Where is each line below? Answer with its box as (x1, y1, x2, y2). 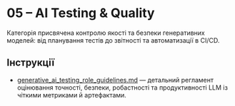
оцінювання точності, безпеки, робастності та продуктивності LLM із (16, 83, 228, 92)
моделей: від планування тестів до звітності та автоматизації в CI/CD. (6, 36, 220, 44)
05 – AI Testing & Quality (6, 5, 155, 21)
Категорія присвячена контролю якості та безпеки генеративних (6, 28, 205, 37)
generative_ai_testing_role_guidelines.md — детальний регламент (16, 75, 214, 84)
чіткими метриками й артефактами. (16, 90, 126, 99)
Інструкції (6, 57, 55, 69)
